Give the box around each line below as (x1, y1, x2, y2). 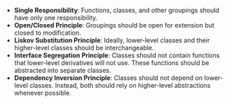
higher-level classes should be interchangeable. (13, 44, 154, 52)
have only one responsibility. (13, 13, 98, 22)
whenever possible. (13, 88, 72, 97)
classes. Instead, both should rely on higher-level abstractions (29, 81, 211, 89)
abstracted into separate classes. (13, 67, 112, 74)
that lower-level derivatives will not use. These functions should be (13, 59, 209, 67)
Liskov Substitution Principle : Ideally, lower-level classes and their (13, 36, 210, 45)
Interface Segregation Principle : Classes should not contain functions (13, 51, 220, 59)
